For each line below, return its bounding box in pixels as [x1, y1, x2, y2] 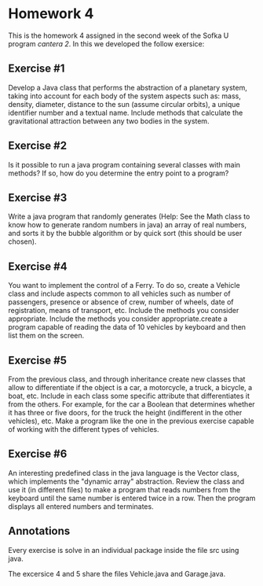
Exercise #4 [8, 260, 68, 273]
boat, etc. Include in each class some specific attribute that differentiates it [8, 391, 250, 400]
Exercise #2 [8, 139, 68, 153]
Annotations [8, 525, 71, 538]
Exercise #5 [8, 353, 68, 367]
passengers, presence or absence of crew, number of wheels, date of [8, 297, 234, 307]
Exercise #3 [8, 190, 68, 205]
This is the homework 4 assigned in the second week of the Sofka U [8, 31, 229, 40]
